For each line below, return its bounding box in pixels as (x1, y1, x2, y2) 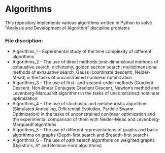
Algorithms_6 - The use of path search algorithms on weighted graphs (12, 137, 155, 143)
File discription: (5, 37, 43, 44)
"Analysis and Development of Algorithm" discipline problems (5, 25, 130, 31)
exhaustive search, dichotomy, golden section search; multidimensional (12, 64, 158, 70)
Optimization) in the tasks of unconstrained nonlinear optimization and (12, 111, 155, 117)
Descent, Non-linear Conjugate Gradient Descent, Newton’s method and (12, 85, 159, 91)
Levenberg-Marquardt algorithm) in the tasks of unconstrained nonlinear (12, 90, 160, 96)
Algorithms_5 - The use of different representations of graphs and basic (12, 127, 159, 133)
